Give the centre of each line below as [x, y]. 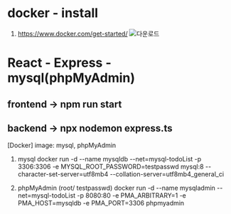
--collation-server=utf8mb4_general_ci [167, 174]
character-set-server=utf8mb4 [63, 174]
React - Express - [59, 63]
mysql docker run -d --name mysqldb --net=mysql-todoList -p [109, 159]
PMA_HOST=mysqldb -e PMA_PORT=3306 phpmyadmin [101, 203]
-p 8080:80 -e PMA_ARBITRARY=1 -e [132, 196]
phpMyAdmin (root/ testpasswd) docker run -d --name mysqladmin [116, 188]
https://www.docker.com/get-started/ [72, 33]
